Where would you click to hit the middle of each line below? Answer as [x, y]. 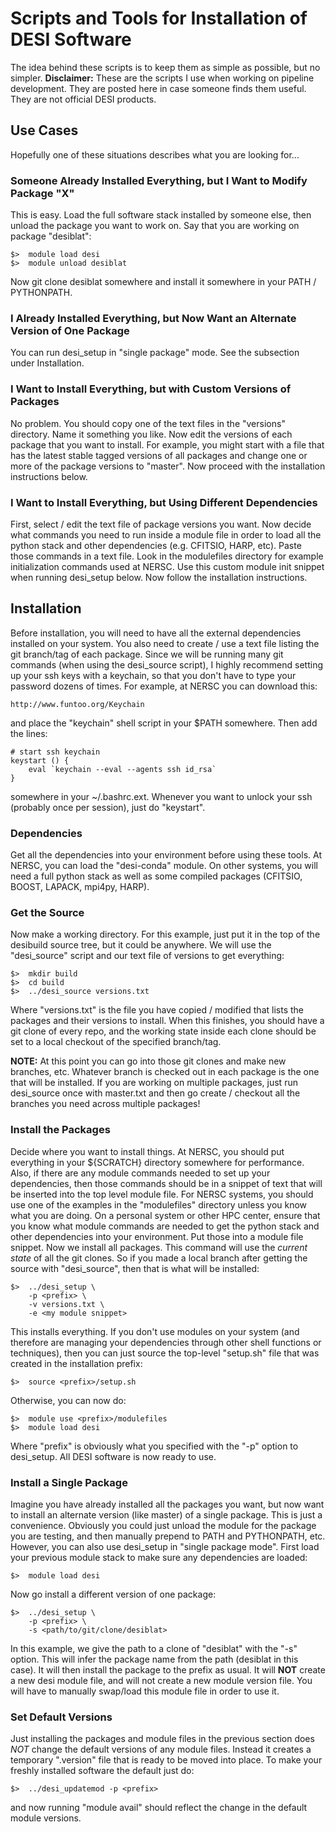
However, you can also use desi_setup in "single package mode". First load [165, 1546]
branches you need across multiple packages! [105, 1104]
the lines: [29, 733]
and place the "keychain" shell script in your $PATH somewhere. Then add [164, 723]
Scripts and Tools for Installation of [159, 18]
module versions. [46, 1818]
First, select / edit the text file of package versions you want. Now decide [161, 524]
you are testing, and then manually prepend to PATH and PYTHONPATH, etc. [168, 1536]
